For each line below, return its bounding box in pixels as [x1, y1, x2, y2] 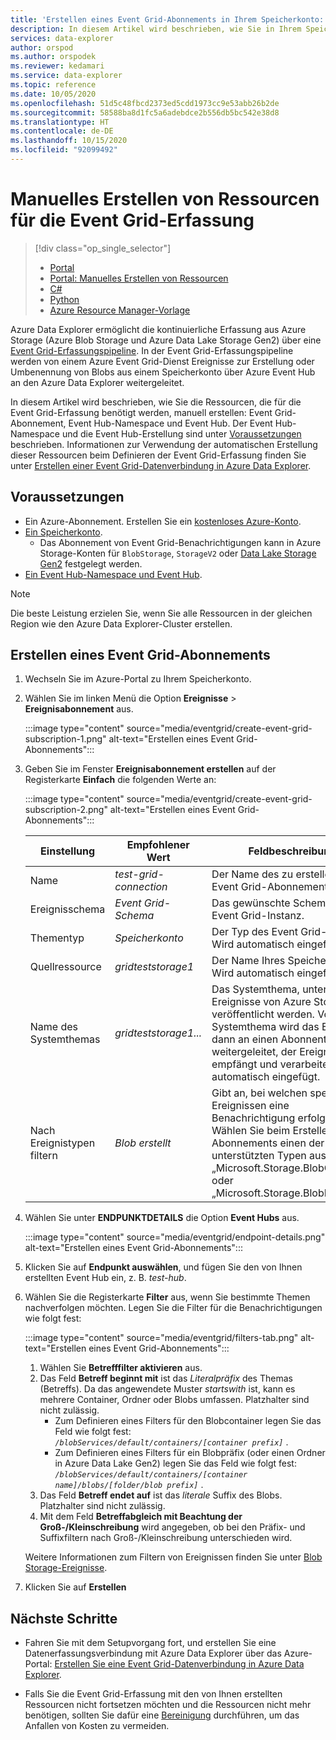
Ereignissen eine [211, 1099, 290, 1113]
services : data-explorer [10, 33, 114, 43]
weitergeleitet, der [211, 1045, 297, 1059]
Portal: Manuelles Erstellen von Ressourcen [49, 272, 229, 284]
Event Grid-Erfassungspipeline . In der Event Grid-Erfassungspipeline [10, 344, 294, 356]
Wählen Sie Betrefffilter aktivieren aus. [39, 1362, 203, 1374]
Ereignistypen [29, 1136, 96, 1150]
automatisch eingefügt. [211, 1070, 321, 1084]
